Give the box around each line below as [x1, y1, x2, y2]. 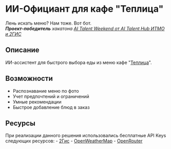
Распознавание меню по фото [12, 88, 79, 94]
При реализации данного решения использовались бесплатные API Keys [5, 133, 166, 139]
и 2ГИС [5, 31, 22, 37]
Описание [5, 46, 40, 54]
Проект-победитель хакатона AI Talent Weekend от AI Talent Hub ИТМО [5, 25, 165, 31]
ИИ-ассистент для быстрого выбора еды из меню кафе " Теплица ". [5, 59, 153, 66]
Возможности [5, 74, 53, 83]
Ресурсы [5, 119, 36, 127]
